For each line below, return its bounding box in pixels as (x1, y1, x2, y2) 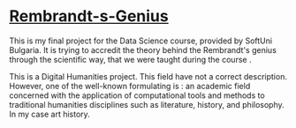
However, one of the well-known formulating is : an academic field (9, 80, 251, 91)
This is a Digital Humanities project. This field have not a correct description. (9, 71, 287, 81)
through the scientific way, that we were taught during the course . (9, 54, 252, 64)
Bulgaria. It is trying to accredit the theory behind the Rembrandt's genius (9, 44, 277, 55)
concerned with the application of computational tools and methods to (9, 90, 265, 101)
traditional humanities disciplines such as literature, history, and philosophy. (9, 99, 285, 109)
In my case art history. (9, 109, 90, 119)
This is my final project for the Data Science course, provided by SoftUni (9, 35, 272, 46)
